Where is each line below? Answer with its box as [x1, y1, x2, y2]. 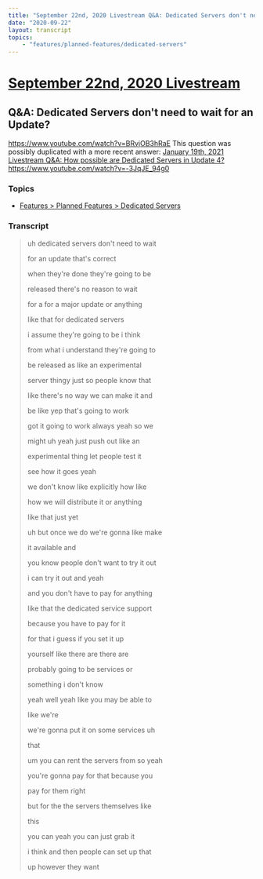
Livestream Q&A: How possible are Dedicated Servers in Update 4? [8, 155, 225, 165]
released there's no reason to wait [27, 284, 139, 294]
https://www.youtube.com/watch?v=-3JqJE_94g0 [8, 164, 170, 173]
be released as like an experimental [27, 360, 142, 370]
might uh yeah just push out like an [27, 436, 140, 446]
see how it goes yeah [27, 466, 96, 476]
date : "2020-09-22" [8, 19, 72, 27]
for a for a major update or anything [27, 299, 142, 308]
